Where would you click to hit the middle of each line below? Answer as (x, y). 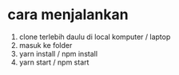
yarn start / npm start (54, 62)
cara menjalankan (68, 15)
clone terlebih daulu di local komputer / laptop (95, 37)
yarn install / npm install (58, 53)
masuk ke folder (46, 45)
